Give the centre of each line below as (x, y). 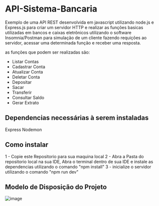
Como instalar (27, 145)
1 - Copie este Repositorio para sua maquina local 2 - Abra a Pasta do (74, 156)
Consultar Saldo (28, 97)
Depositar (22, 82)
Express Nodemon (24, 130)
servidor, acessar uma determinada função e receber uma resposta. (73, 43)
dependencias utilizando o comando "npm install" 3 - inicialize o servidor (78, 167)
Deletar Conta (26, 77)
